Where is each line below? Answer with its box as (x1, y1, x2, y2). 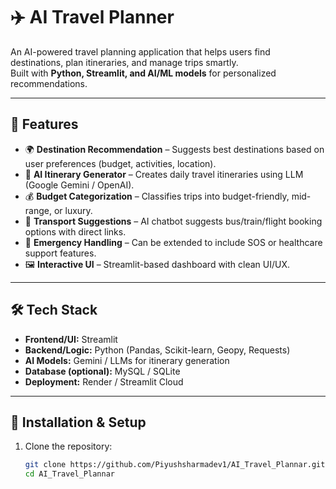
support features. (24, 247, 97, 259)
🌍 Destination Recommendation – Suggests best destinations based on (24, 143, 325, 155)
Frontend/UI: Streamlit (24, 333, 118, 345)
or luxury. (53, 204, 93, 216)
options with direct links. (24, 225, 127, 238)
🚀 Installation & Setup (10, 414, 147, 431)
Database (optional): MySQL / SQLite (24, 365, 181, 377)
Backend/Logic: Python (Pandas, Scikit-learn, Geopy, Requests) (24, 344, 291, 356)
